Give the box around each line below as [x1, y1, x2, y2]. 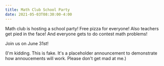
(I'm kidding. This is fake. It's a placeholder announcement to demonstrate [5, 50, 158, 56]
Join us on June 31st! [5, 40, 49, 46]
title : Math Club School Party [5, 7, 70, 12]
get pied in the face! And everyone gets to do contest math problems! [5, 31, 148, 37]
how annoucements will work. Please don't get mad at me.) [5, 55, 127, 61]
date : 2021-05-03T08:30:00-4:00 [5, 12, 72, 17]
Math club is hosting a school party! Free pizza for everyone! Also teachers [5, 25, 159, 31]
